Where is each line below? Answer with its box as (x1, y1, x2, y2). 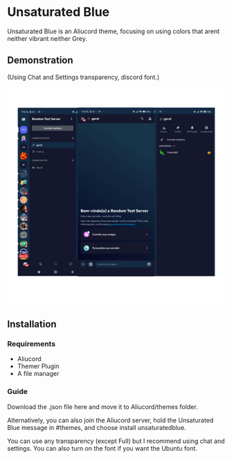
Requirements (7, 339, 56, 349)
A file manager (17, 370, 60, 378)
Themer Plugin (17, 362, 60, 370)
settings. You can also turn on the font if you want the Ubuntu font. (7, 444, 197, 452)
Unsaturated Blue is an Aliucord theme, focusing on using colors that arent (7, 27, 220, 35)
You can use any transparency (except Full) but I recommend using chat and (7, 437, 225, 445)
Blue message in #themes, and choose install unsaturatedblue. (7, 423, 186, 431)
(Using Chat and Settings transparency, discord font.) (7, 73, 160, 81)
